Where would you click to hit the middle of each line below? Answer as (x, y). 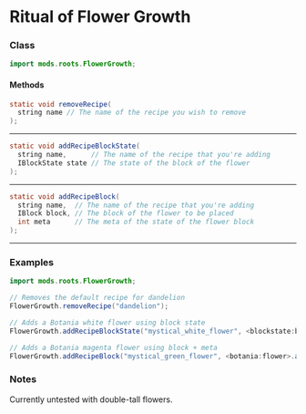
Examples (32, 262)
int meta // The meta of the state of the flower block (136, 222)
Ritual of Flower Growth (100, 17)
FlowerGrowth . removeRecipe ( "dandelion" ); (89, 306)
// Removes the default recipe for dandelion (97, 298)
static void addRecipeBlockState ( (75, 146)
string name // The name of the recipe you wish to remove (132, 113)
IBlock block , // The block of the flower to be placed (126, 213)
